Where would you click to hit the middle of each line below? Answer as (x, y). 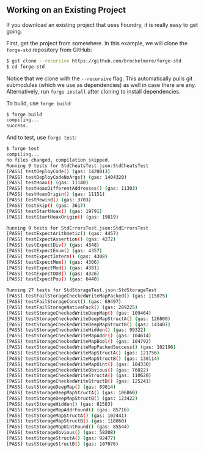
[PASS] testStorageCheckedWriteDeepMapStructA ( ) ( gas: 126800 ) (89, 319)
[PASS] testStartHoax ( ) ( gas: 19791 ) (54, 211)
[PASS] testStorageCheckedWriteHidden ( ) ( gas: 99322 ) (76, 330)
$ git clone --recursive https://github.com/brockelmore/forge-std (94, 61)
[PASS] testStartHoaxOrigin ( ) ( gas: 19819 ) (63, 217)
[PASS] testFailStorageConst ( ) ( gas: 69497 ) (64, 302)
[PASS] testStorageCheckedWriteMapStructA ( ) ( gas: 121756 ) (83, 353)
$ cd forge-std (26, 67)
